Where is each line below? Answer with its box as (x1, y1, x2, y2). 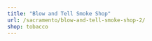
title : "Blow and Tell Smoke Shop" (7, 10, 111, 17)
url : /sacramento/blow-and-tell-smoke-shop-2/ (7, 17, 146, 24)
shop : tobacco (7, 23, 49, 30)
